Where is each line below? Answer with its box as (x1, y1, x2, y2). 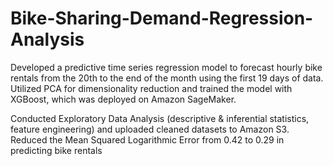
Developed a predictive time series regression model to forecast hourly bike (10, 61, 323, 73)
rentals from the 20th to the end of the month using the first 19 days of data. (10, 72, 324, 84)
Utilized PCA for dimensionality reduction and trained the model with (10, 82, 293, 94)
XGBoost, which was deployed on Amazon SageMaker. (10, 93, 237, 105)
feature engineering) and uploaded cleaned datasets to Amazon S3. (10, 123, 290, 135)
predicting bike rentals (10, 144, 103, 156)
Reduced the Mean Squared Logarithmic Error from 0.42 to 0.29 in (10, 133, 285, 146)
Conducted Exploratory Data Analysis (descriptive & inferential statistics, (10, 112, 310, 124)
